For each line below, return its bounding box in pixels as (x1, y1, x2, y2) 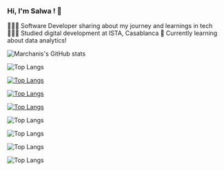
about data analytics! (7, 36, 67, 45)
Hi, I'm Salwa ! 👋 (7, 6, 62, 16)
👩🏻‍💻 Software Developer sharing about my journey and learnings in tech (7, 22, 213, 30)
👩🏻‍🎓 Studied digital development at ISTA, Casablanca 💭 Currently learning (7, 29, 218, 37)
